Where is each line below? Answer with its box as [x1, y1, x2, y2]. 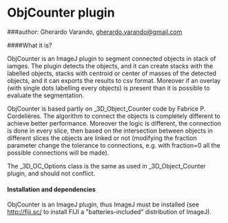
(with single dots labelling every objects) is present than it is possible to [7, 84, 210, 92]
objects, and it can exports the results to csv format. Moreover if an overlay [7, 76, 221, 84]
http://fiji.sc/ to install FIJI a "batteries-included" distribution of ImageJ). [7, 208, 212, 216]
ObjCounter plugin [7, 5, 115, 21]
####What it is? [7, 41, 52, 49]
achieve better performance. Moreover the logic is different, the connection [7, 119, 222, 127]
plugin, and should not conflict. [7, 169, 95, 177]
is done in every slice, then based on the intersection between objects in [7, 126, 214, 135]
